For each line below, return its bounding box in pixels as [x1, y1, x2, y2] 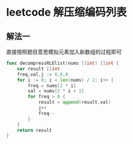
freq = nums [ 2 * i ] [28, 82, 77, 89]
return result [17, 127, 52, 133]
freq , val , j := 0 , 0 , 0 [17, 71, 68, 77]
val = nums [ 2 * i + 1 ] [28, 88, 84, 94]
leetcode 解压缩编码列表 [6, 5, 127, 19]
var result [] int [17, 65, 61, 72]
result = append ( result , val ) [38, 100, 111, 106]
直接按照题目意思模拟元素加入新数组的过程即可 [6, 49, 122, 55]
